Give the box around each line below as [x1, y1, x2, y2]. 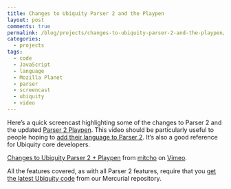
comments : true [7, 23, 51, 30]
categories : [7, 36, 41, 43]
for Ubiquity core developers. [7, 140, 91, 148]
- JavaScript [13, 61, 51, 68]
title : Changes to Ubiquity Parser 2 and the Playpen [7, 10, 165, 17]
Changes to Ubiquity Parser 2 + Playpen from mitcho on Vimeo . [7, 153, 188, 162]
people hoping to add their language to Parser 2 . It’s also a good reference [7, 133, 218, 141]
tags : [7, 49, 23, 56]
